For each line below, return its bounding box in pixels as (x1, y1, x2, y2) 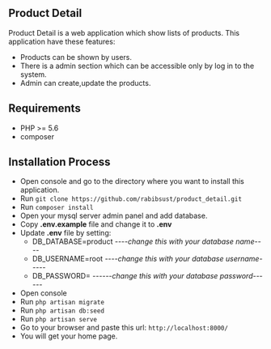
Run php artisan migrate (19, 297, 105, 307)
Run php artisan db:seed (19, 305, 105, 315)
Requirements (8, 101, 81, 116)
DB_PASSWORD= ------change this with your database (32, 271, 218, 281)
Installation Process (8, 155, 111, 169)
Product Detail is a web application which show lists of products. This (8, 28, 240, 37)
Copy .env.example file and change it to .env (19, 219, 172, 229)
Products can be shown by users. (19, 52, 132, 62)
